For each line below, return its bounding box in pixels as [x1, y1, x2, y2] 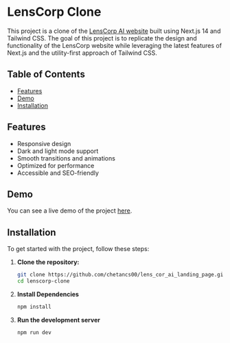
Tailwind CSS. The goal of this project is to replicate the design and [7, 34, 197, 42]
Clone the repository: [16, 258, 80, 266]
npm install [16, 303, 51, 310]
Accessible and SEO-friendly [16, 169, 100, 177]
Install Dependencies [16, 289, 79, 298]
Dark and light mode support [16, 147, 99, 155]
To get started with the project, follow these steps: [7, 245, 150, 253]
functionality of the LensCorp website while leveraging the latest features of [7, 41, 222, 49]
